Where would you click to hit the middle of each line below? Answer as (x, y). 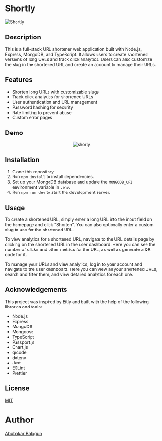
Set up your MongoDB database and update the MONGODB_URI (72, 182)
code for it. (16, 255)
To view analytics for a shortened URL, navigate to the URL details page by (80, 239)
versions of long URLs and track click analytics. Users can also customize (79, 59)
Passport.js (23, 342)
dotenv (19, 357)
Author (19, 420)
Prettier (19, 373)
